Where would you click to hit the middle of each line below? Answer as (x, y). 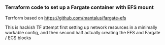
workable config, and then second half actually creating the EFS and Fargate (83, 33)
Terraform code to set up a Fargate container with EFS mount (80, 7)
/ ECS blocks (18, 38)
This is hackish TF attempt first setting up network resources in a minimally (81, 27)
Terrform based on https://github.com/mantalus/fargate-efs (66, 18)
